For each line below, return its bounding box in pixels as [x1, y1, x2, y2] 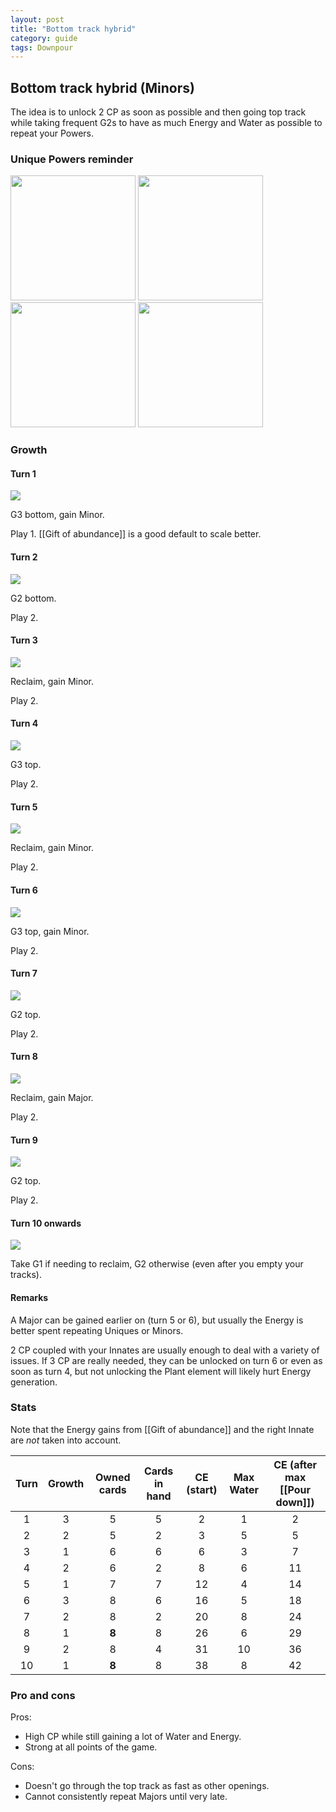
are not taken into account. [10, 1434, 122, 1446]
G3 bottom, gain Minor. [10, 509, 105, 521]
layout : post [10, 14, 65, 25]
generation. [10, 1376, 58, 1388]
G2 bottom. [10, 592, 57, 604]
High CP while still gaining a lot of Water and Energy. [24, 1731, 242, 1743]
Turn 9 [10, 1134, 38, 1146]
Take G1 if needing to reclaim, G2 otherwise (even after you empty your [10, 1258, 304, 1270]
